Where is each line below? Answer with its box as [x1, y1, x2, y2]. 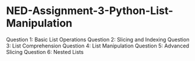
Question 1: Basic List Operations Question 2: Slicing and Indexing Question [6, 36, 190, 43]
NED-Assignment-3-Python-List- [6, 4, 173, 18]
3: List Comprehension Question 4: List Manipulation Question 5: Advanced [6, 42, 190, 49]
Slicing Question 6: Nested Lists [6, 48, 84, 55]
